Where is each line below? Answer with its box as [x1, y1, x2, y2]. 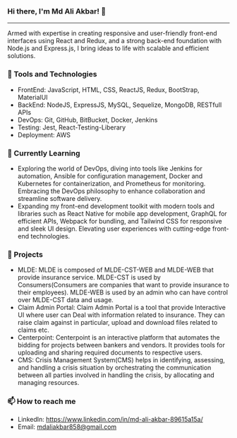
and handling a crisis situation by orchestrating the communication [17, 364, 212, 372]
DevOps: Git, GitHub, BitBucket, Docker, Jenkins [17, 115, 158, 124]
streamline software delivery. [17, 194, 102, 202]
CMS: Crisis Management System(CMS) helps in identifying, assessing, [17, 356, 226, 364]
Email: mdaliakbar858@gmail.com [17, 422, 117, 431]
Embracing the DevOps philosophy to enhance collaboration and [17, 187, 206, 195]
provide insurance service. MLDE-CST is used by [17, 273, 161, 282]
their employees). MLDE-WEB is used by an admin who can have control [17, 288, 228, 296]
